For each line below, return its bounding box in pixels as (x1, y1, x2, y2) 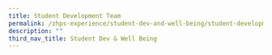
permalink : (8, 19, 45, 27)
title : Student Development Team (8, 11, 121, 20)
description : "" (8, 27, 63, 35)
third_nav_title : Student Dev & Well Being (8, 34, 158, 43)
